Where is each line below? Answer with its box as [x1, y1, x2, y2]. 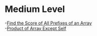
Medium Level [5, 3, 65, 15]
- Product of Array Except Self [5, 25, 67, 31]
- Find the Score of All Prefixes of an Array [5, 20, 92, 26]
